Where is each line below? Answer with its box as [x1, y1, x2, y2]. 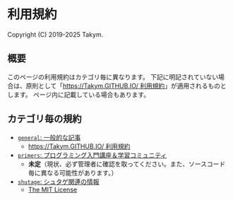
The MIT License [28, 185, 78, 194]
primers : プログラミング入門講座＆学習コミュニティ [17, 151, 167, 159]
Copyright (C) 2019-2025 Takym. [7, 30, 104, 39]
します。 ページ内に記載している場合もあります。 [7, 90, 150, 99]
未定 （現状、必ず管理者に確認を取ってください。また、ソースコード [28, 160, 226, 168]
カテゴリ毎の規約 [7, 113, 82, 125]
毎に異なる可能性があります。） [28, 168, 118, 177]
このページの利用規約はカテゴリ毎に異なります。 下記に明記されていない [7, 72, 219, 81]
